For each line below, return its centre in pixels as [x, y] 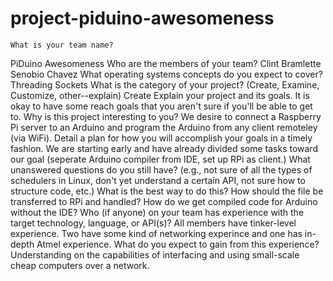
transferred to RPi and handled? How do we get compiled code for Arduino [164, 201]
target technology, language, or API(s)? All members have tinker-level [153, 223]
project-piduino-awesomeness [142, 18]
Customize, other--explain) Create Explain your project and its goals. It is [160, 95]
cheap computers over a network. [80, 265]
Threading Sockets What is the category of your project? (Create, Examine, [165, 84]
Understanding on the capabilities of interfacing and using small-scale [155, 254]
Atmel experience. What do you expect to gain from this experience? [178, 244]
